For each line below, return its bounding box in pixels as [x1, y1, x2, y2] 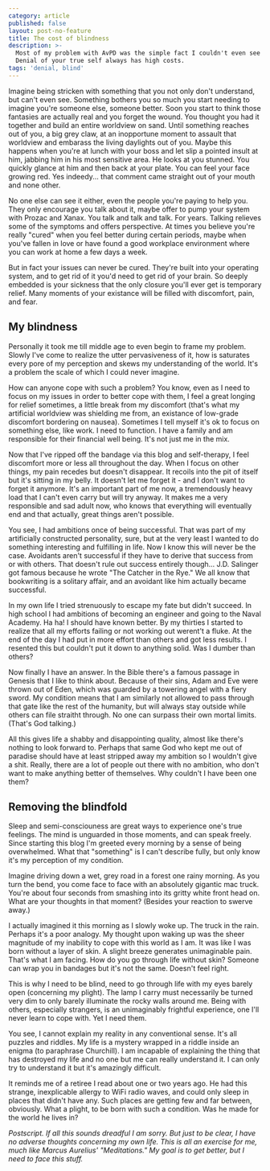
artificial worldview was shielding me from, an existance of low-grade [8, 408, 239, 418]
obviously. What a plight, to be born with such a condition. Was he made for [8, 1104, 260, 1114]
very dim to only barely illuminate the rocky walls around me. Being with [8, 996, 247, 1006]
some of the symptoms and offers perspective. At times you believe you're [8, 221, 256, 231]
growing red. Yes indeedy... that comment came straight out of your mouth [8, 171, 256, 181]
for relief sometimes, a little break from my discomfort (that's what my [8, 400, 240, 409]
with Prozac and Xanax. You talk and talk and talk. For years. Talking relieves [8, 212, 262, 222]
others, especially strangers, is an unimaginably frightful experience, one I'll [8, 1005, 260, 1014]
